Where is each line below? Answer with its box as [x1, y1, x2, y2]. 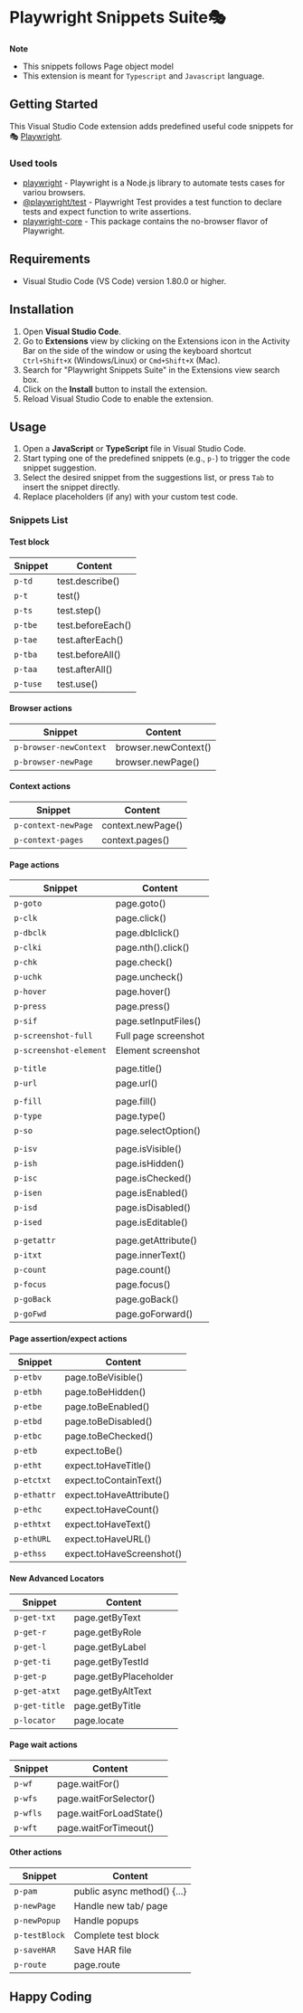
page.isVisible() [115, 1143, 183, 1155]
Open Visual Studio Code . [22, 326, 122, 337]
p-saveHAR [14, 1945, 56, 1955]
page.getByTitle [73, 1699, 142, 1712]
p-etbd [14, 1417, 43, 1427]
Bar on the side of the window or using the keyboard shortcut [22, 345, 251, 356]
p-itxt [14, 1250, 43, 1260]
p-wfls [14, 1808, 43, 1818]
